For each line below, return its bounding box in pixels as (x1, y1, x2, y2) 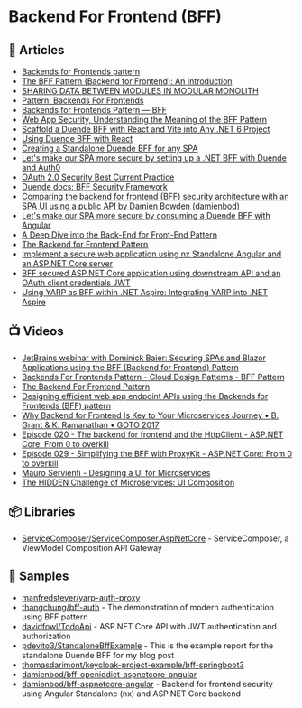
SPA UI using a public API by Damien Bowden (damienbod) (21, 200, 241, 211)
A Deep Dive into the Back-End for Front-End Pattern (21, 229, 218, 240)
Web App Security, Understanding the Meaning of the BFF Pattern (21, 115, 268, 125)
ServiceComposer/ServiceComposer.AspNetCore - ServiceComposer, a (21, 533, 289, 544)
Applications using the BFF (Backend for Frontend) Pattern (21, 361, 240, 372)
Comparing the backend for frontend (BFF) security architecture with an (21, 191, 289, 201)
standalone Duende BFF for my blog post (21, 650, 175, 661)
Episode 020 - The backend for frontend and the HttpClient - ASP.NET (21, 429, 284, 440)
